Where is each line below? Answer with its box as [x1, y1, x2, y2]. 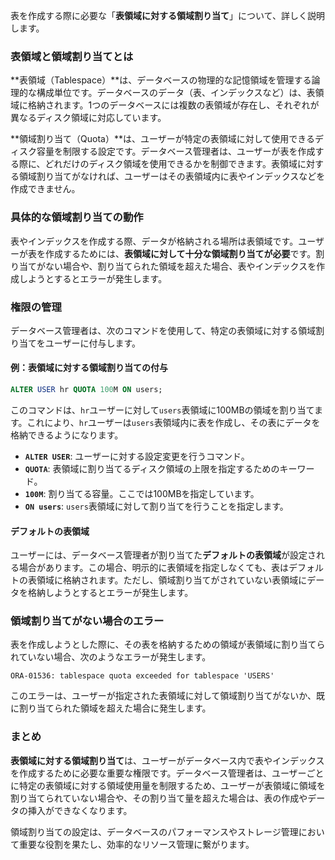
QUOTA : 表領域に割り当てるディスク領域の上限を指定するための [24, 462, 280, 474]
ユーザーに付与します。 [44, 337, 142, 349]
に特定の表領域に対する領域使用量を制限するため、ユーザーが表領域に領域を [10, 779, 326, 791]
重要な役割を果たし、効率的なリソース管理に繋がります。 [18, 838, 255, 850]
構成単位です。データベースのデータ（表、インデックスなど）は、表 [36, 87, 316, 99]
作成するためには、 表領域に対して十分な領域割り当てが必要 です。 [44, 247, 317, 259]
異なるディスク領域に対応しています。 [10, 112, 167, 124]
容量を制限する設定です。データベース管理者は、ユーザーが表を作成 [36, 145, 316, 158]
